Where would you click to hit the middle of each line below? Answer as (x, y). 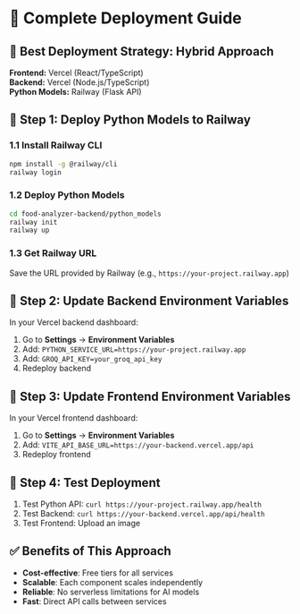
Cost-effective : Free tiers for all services (98, 573)
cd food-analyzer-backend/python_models (86, 214)
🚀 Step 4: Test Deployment (85, 482)
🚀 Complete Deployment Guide (126, 18)
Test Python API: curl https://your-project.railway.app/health (142, 504)
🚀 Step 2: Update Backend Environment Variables (149, 301)
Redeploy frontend (56, 455)
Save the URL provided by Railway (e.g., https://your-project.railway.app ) (150, 273)
